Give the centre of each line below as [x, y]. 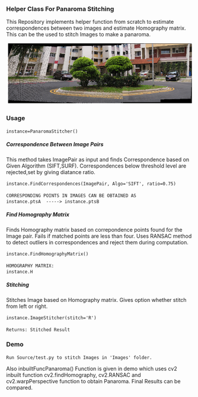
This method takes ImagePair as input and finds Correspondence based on [98, 159]
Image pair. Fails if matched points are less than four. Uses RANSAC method [99, 236]
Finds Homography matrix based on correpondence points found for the [94, 229]
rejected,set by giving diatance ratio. [51, 172]
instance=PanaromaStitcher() [42, 131]
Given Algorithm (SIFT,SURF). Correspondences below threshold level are [96, 166]
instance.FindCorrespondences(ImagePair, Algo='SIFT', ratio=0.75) [91, 184]
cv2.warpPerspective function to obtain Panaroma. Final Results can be [93, 381]
